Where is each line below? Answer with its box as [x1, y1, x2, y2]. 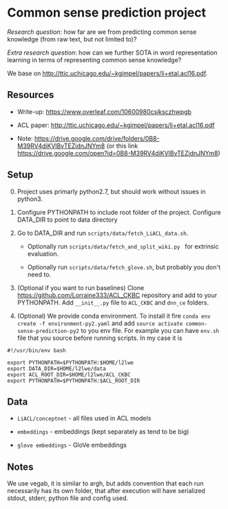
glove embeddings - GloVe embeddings [17, 441, 127, 450]
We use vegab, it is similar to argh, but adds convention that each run [7, 479, 204, 488]
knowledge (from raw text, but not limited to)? [7, 35, 137, 43]
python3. [17, 195, 43, 203]
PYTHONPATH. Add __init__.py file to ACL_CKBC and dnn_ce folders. [17, 298, 209, 307]
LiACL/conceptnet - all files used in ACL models [17, 414, 152, 423]
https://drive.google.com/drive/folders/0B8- [34, 134, 160, 142]
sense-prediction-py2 [17, 327, 79, 334]
